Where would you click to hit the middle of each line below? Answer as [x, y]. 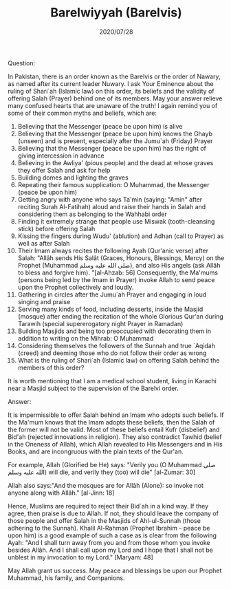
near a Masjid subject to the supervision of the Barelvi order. [93, 388]
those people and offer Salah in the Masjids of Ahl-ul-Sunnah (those [104, 520]
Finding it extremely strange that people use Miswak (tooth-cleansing [116, 221]
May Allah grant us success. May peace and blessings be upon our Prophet [115, 570]
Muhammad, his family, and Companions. [67, 578]
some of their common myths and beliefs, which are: [82, 113]
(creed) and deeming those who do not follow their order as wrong [112, 353]
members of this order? [51, 367]
